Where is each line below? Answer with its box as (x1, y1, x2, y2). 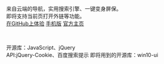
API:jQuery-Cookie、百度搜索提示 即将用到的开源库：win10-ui (6, 52, 159, 58)
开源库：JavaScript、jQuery (6, 44, 76, 51)
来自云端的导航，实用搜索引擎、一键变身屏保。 (6, 5, 122, 12)
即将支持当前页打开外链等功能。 (6, 12, 85, 20)
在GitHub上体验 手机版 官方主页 (6, 20, 84, 27)
